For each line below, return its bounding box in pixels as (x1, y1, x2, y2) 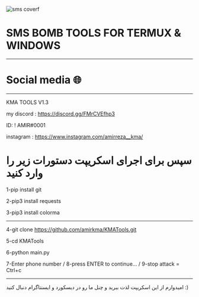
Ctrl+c (6, 266, 22, 273)
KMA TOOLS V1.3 (6, 98, 49, 106)
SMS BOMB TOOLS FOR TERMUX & (6, 27, 182, 40)
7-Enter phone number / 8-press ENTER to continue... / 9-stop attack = (6, 260, 180, 267)
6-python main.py (6, 248, 50, 256)
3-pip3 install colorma (6, 209, 60, 216)
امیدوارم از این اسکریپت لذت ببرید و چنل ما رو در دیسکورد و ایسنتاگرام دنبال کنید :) (6, 283, 189, 290)
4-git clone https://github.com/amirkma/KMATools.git (6, 225, 137, 233)
